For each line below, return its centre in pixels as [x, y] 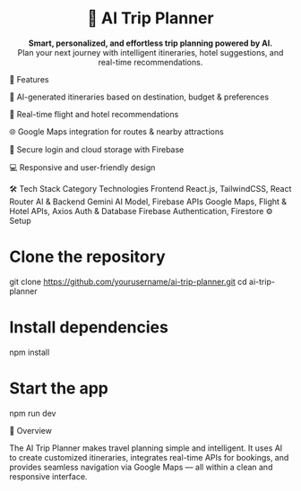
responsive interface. [48, 476]
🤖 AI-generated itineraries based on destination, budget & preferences [139, 97]
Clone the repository [87, 257]
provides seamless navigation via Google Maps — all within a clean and [141, 467]
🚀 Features [29, 79]
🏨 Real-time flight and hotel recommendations [94, 114]
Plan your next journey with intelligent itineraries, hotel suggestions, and [150, 52]
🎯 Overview [30, 430]
